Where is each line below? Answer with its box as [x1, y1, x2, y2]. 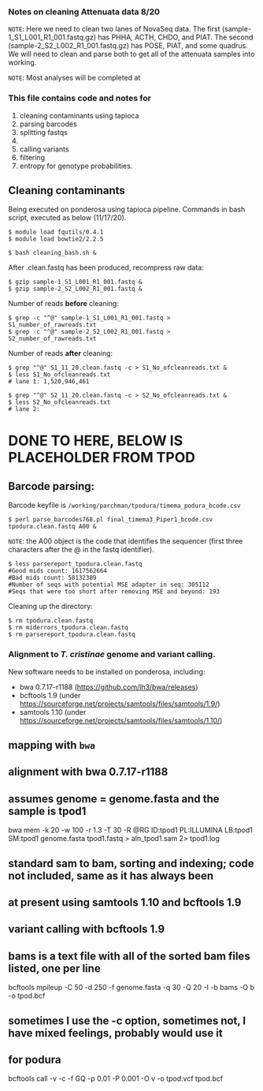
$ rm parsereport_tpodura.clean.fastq [8, 630, 135, 639]
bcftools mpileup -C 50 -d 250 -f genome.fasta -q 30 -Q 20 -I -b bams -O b [8, 983, 254, 992]
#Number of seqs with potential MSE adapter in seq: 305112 [8, 581, 210, 589]
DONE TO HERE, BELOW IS [8, 432, 183, 450]
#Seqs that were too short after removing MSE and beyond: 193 [8, 588, 220, 596]
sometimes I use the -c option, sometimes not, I [8, 1014, 246, 1027]
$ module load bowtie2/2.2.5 [8, 235, 104, 243]
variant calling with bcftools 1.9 [8, 922, 165, 936]
